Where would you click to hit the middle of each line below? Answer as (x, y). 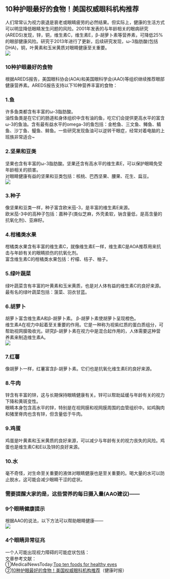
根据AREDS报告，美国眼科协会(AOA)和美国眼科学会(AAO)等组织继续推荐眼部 (85, 79)
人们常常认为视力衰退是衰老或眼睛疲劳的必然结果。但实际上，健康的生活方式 (85, 22)
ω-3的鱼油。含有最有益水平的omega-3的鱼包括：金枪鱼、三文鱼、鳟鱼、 (81, 124)
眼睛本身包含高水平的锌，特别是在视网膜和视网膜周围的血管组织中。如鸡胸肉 (85, 408)
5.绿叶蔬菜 (18, 274)
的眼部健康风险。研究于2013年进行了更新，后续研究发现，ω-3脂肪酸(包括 (82, 41)
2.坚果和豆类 (21, 151)
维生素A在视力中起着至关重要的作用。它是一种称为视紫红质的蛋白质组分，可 (84, 324)
